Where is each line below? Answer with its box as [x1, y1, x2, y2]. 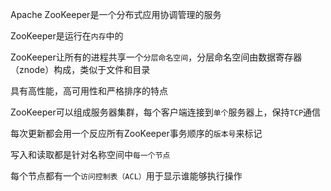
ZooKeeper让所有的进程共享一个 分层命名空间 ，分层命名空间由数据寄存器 [10, 51, 303, 63]
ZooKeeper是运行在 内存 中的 [10, 30, 124, 42]
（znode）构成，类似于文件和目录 [10, 64, 151, 75]
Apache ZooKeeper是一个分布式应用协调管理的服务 [10, 9, 222, 20]
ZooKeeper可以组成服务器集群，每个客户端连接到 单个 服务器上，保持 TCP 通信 [10, 106, 322, 118]
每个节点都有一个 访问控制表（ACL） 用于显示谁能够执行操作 [10, 170, 243, 182]
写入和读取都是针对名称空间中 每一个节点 [10, 149, 171, 160]
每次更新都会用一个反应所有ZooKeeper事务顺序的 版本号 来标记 [10, 128, 263, 139]
